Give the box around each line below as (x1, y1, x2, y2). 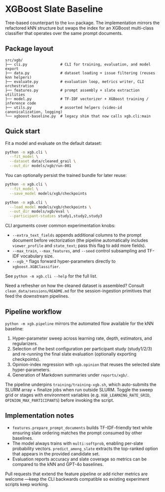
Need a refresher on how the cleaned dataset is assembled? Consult (5, 282, 144, 289)
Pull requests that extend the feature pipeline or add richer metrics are (5, 471, 148, 477)
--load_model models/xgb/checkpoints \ (9, 205, 92, 210)
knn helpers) (5, 75, 32, 80)
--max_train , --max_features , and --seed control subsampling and (12, 248, 146, 254)
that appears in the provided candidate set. (12, 451, 100, 457)
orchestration (5, 83, 34, 88)
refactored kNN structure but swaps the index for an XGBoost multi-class (5, 25, 154, 31)
